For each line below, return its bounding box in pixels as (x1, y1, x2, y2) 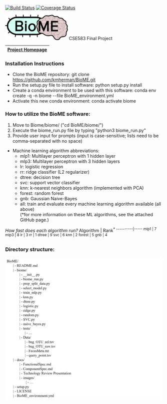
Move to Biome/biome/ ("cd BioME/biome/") (12, 122, 103, 128)
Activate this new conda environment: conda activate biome (12, 98, 136, 104)
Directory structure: (5, 246, 55, 253)
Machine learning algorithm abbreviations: (12, 148, 100, 154)
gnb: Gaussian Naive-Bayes (19, 195, 77, 201)
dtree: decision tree (19, 174, 60, 180)
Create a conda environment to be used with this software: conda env (12, 88, 156, 94)
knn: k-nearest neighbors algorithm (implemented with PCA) (19, 185, 144, 191)
